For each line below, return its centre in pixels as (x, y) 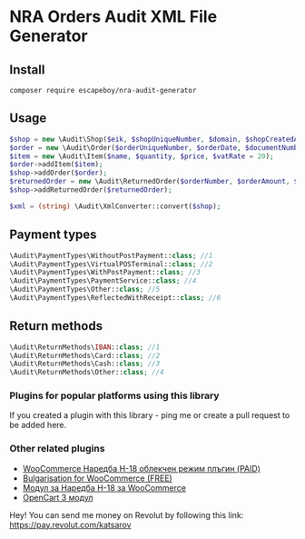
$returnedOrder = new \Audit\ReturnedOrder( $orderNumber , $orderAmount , (150, 182)
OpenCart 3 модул (58, 497)
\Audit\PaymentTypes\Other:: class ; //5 (85, 289)
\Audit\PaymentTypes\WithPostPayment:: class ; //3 (105, 273)
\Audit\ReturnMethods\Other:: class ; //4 (87, 373)
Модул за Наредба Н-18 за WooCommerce (104, 487)
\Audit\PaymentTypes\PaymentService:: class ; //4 (103, 281)
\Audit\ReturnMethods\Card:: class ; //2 (85, 355)
